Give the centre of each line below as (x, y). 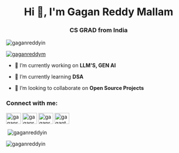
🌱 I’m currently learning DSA (49, 77)
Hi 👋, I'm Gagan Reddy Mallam (99, 12)
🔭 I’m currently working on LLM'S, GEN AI (65, 65)
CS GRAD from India (99, 30)
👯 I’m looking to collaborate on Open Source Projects (79, 88)
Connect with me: (32, 103)
